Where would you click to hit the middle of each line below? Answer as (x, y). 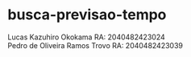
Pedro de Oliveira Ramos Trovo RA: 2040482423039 (95, 45)
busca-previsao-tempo (87, 15)
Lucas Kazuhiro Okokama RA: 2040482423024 (87, 37)
